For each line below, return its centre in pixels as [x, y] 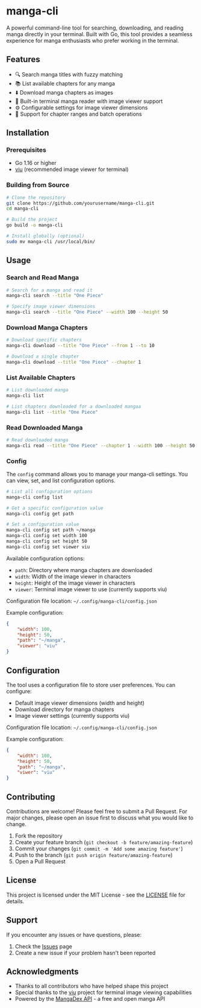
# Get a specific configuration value [55, 508]
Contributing [31, 797]
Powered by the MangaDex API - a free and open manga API [90, 999]
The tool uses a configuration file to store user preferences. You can [91, 685]
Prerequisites [26, 150]
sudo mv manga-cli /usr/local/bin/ [51, 241]
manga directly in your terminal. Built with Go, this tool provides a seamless [99, 34]
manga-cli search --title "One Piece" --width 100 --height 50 [87, 312]
